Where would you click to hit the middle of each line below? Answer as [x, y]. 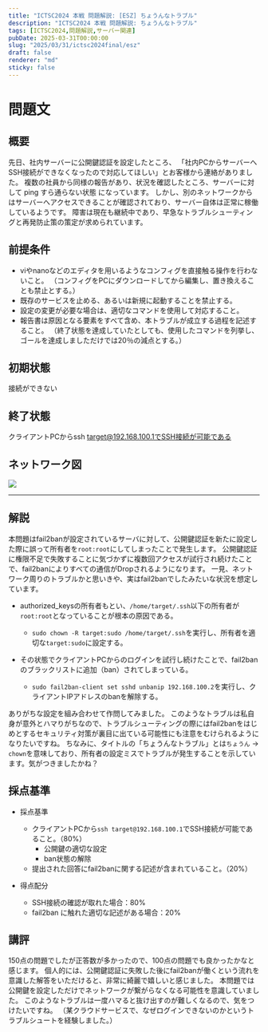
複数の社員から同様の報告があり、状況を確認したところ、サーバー [132, 182]
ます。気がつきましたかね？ [53, 763]
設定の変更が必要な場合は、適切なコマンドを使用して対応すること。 [132, 310]
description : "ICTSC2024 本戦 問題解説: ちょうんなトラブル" [103, 23]
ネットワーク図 [45, 464]
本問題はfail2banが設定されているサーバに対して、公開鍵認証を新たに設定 [130, 539]
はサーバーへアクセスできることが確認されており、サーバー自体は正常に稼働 [134, 202]
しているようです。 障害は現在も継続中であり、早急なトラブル [110, 212]
